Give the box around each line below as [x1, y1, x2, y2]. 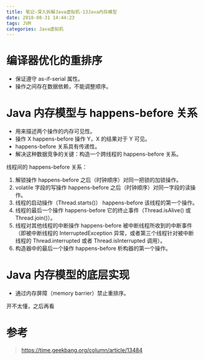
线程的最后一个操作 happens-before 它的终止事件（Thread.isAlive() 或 [15, 207, 191, 214]
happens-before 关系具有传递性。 [15, 143, 100, 150]
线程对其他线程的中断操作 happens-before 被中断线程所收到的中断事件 [15, 222, 193, 229]
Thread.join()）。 [15, 214, 56, 222]
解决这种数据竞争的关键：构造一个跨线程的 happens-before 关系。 [15, 150, 182, 158]
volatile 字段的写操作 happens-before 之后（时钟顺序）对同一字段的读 [15, 184, 191, 192]
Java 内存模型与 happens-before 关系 [6, 106, 198, 120]
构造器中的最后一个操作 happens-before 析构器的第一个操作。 [15, 244, 172, 252]
